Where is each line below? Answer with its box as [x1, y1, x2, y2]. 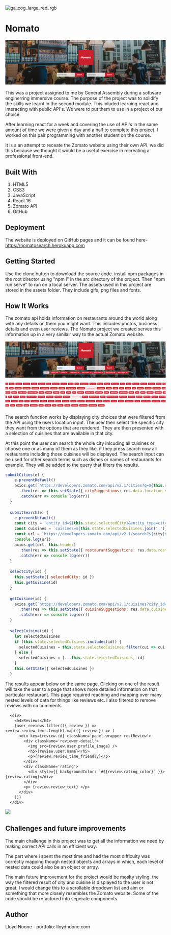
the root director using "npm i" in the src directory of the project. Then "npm [5, 276, 165, 282]
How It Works [5, 302, 49, 310]
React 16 [12, 198, 31, 204]
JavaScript [12, 192, 36, 199]
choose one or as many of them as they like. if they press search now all [5, 445, 157, 451]
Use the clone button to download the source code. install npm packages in [5, 271, 164, 277]
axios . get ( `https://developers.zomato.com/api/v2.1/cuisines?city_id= [14, 602, 167, 607]
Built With [5, 167, 37, 176]
